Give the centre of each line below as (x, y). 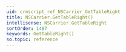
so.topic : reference (32, 39)
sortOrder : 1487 (27, 28)
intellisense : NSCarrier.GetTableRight (57, 23)
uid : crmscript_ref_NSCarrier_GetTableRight (63, 12)
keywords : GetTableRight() (40, 34)
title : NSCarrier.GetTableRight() (50, 17)
